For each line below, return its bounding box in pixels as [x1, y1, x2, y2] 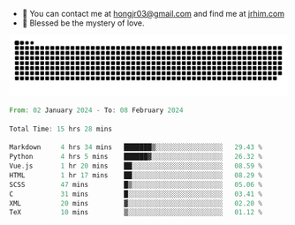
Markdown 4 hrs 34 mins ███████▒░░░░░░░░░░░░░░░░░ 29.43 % [9, 143, 263, 152]
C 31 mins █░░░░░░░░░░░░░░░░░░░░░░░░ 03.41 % [9, 190, 263, 199]
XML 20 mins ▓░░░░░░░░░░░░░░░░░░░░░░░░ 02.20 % [9, 199, 263, 207]
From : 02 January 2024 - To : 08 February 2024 [9, 106, 184, 115]
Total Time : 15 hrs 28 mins [9, 124, 113, 133]
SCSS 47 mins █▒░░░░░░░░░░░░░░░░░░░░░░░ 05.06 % [9, 180, 263, 189]
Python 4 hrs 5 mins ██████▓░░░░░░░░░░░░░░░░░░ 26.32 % [9, 153, 263, 161]
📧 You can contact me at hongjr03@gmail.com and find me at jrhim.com [21, 9, 285, 19]
